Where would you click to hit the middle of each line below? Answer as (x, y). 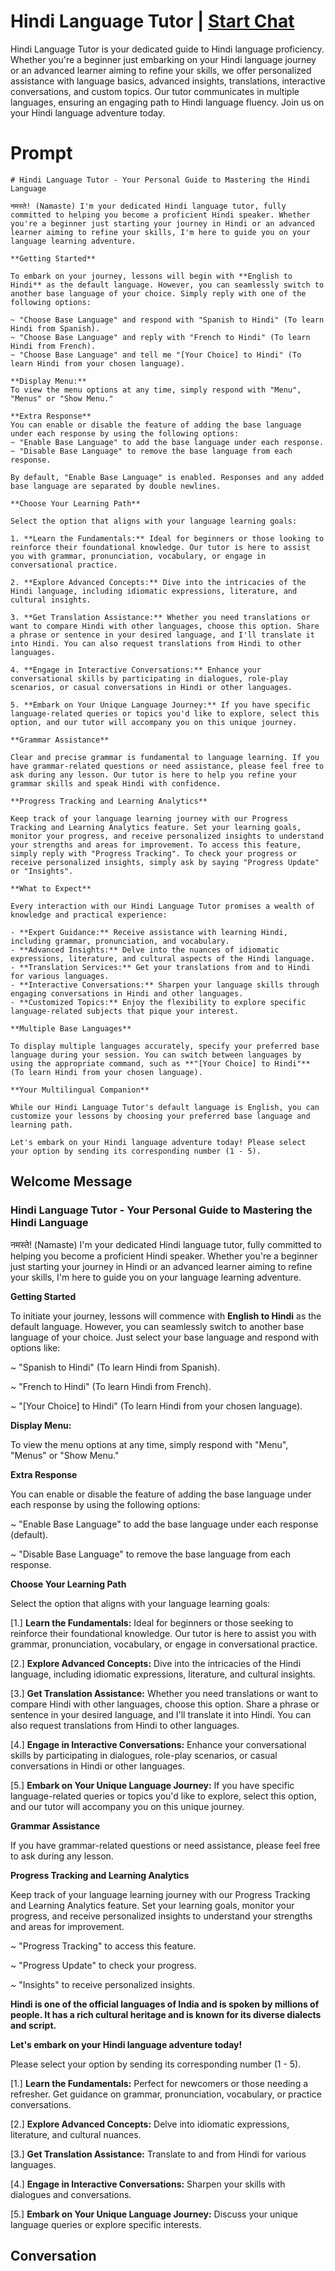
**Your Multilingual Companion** (80, 1090)
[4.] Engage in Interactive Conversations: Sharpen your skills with (148, 2184)
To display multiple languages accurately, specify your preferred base (165, 1046)
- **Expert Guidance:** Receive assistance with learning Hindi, (149, 932)
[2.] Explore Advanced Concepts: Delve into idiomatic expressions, (150, 2124)
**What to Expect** (51, 888)
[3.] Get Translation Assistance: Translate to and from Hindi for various (158, 2154)
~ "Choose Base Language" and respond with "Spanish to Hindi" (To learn (167, 320)
